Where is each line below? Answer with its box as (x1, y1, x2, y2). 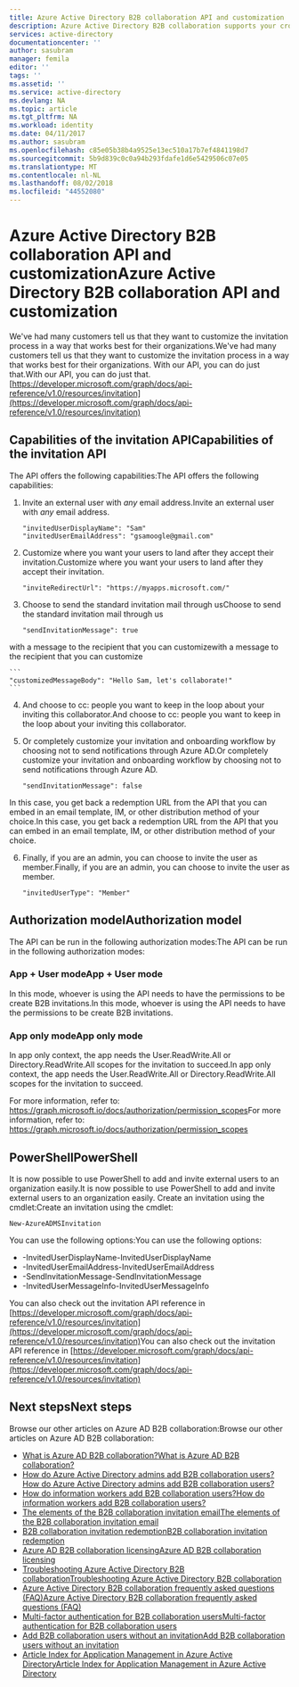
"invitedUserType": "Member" (21, 889, 131, 897)
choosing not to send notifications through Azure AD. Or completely (21, 745, 269, 756)
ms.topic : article (9, 104, 77, 113)
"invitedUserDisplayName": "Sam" (21, 524, 147, 533)
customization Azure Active (9, 264, 216, 284)
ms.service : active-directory (9, 87, 122, 96)
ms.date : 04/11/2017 (9, 129, 86, 138)
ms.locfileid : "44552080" (9, 187, 105, 196)
